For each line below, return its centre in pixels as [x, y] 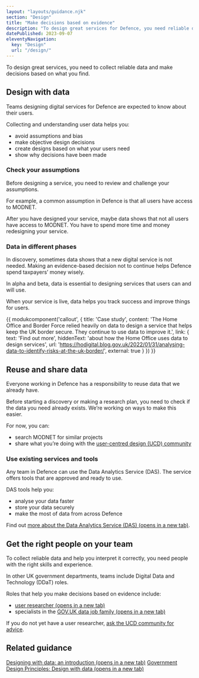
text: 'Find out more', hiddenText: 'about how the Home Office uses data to [97, 338]
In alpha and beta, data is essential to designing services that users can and [99, 284]
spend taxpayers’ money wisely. [45, 272]
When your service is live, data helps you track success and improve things [98, 302]
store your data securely [44, 508]
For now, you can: [28, 426]
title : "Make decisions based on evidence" [61, 23]
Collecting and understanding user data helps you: [68, 124]
